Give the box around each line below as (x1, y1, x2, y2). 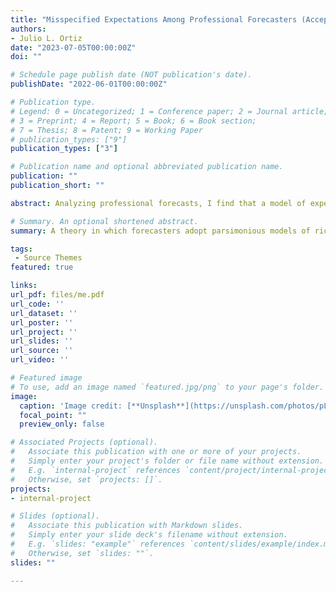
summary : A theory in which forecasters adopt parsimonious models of (10, 226, 311, 236)
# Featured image (10, 373, 83, 383)
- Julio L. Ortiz (10, 33, 83, 43)
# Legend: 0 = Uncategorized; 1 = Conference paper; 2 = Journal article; (10, 106, 329, 116)
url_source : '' (10, 346, 74, 356)
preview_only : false (19, 419, 105, 430)
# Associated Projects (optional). (10, 437, 159, 448)
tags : (10, 244, 33, 254)
